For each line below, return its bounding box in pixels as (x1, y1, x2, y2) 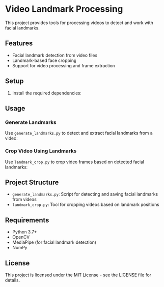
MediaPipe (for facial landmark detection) (12, 239, 97, 245)
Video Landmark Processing (5, 3, 123, 15)
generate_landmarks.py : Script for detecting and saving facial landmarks (12, 191, 158, 197)
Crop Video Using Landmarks (5, 147, 77, 154)
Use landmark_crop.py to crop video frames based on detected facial (5, 159, 144, 165)
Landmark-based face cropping (12, 57, 77, 63)
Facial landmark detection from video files (12, 52, 98, 58)
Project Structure (5, 178, 59, 186)
